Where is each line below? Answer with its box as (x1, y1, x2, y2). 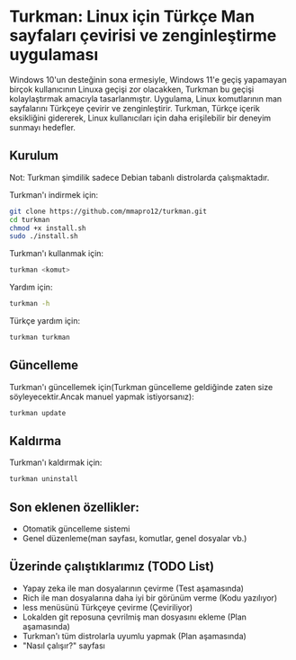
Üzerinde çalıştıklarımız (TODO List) (9, 559, 214, 575)
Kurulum (9, 148, 59, 164)
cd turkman (9, 215, 50, 224)
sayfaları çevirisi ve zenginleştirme (9, 25, 277, 46)
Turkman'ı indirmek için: (9, 189, 99, 200)
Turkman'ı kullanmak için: (9, 248, 104, 259)
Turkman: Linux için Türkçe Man (9, 6, 255, 27)
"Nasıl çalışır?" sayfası (22, 640, 106, 651)
